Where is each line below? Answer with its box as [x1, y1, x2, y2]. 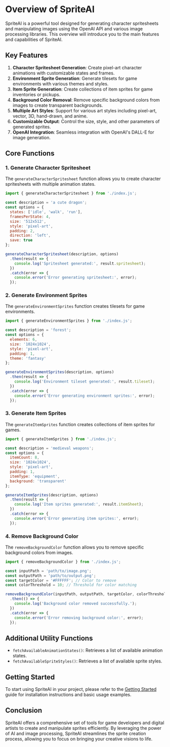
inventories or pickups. [12, 91, 61, 97]
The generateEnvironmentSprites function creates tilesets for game [5, 303, 145, 309]
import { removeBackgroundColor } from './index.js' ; [5, 559, 121, 564]
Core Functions [5, 149, 55, 158]
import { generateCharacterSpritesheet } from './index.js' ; [5, 191, 137, 196]
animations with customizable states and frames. [12, 70, 115, 76]
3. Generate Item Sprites [5, 410, 67, 417]
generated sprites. [12, 123, 52, 130]
